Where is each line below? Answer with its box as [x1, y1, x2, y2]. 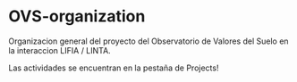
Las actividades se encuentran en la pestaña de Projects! [8, 62, 219, 73]
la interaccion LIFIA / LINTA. [8, 45, 111, 55]
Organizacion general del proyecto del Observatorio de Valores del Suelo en [8, 36, 289, 46]
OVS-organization [8, 6, 146, 27]
